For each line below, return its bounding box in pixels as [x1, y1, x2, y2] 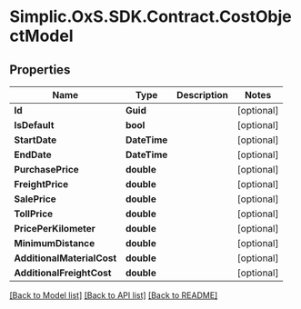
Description [176, 89, 229, 101]
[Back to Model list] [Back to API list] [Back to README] [9, 290, 218, 301]
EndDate [14, 148, 52, 161]
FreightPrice [14, 178, 69, 190]
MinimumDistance [14, 237, 95, 249]
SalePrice [14, 193, 56, 205]
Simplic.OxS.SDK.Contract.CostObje [9, 6, 293, 27]
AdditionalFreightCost [14, 266, 112, 279]
